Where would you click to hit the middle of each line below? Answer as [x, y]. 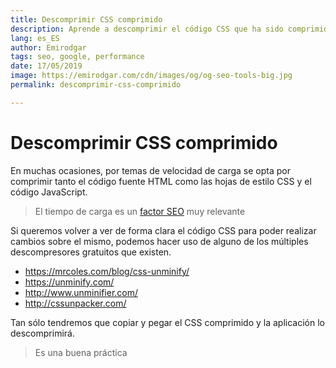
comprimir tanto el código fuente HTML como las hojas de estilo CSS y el [161, 181]
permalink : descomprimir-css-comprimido [96, 85]
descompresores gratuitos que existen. [91, 252]
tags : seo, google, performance [77, 57]
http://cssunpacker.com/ [75, 303]
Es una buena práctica [81, 352]
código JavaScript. [49, 192]
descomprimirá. [42, 333]
